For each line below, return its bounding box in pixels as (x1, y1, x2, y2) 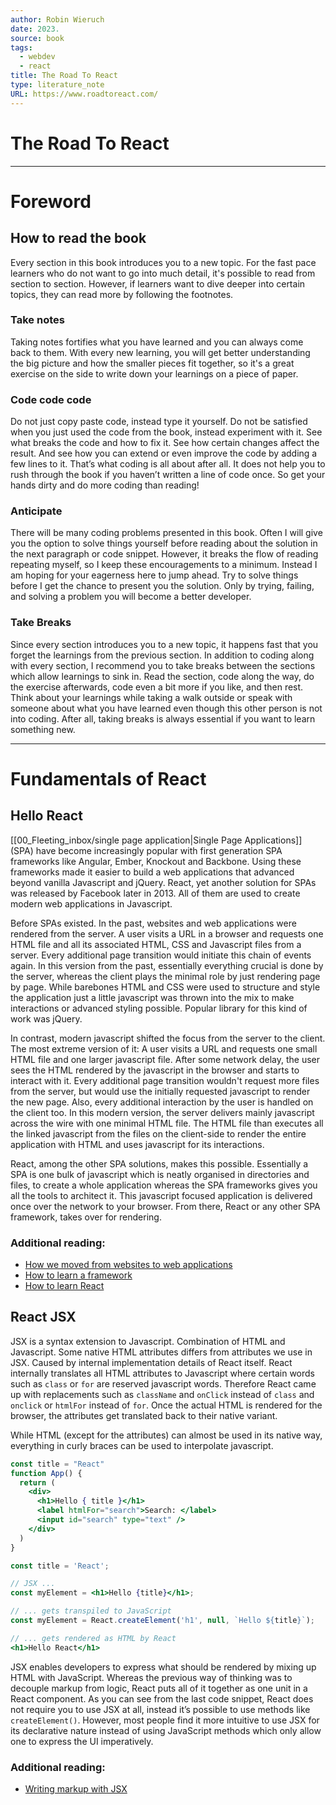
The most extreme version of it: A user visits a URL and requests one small (10, 1042, 318, 1055)
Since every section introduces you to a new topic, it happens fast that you (10, 638, 319, 650)
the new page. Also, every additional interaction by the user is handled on (10, 1096, 314, 1108)
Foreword (10, 190, 92, 213)
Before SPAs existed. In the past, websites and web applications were (10, 917, 297, 929)
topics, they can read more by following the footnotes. (10, 288, 234, 300)
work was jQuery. (10, 1012, 83, 1025)
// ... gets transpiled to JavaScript (10, 1606, 172, 1616)
